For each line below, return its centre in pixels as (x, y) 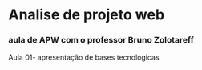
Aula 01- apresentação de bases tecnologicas (84, 57)
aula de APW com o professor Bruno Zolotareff (101, 40)
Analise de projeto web (87, 15)
